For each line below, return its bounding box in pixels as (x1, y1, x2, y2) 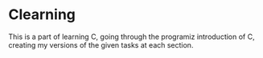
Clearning (8, 6, 76, 24)
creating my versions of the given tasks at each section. (8, 40, 194, 49)
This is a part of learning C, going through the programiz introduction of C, (8, 32, 255, 41)
